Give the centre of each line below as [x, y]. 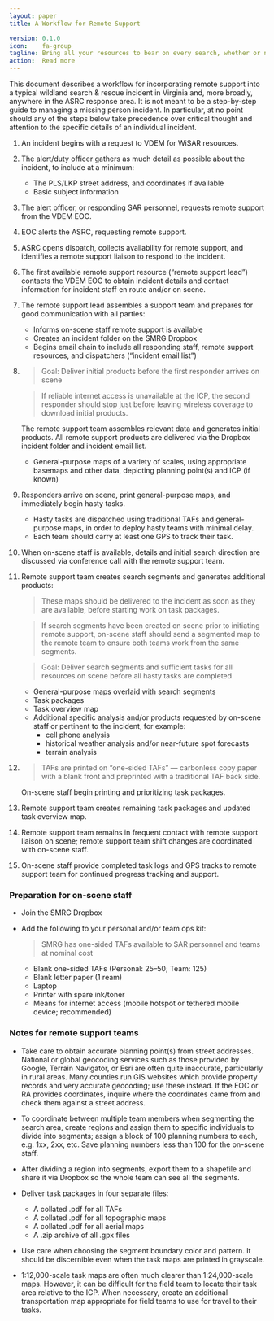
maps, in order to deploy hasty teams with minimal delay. [159, 528]
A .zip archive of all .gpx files [82, 1235]
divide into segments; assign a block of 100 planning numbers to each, [139, 1136]
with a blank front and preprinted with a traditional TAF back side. [151, 776]
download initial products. [85, 413]
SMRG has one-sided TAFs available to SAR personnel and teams [151, 944]
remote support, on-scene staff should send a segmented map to [151, 634]
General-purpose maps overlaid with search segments [124, 691]
